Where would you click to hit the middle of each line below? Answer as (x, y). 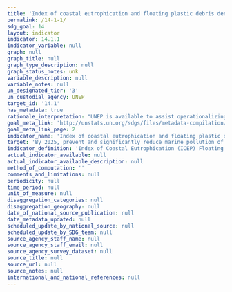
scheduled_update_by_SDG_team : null (60, 232)
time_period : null (33, 188)
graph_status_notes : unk (43, 71)
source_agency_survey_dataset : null (60, 252)
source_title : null (35, 258)
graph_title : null (33, 59)
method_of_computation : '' (46, 168)
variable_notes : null (38, 84)
